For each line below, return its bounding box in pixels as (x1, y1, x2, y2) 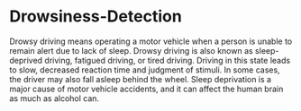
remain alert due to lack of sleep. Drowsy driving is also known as (9, 45, 254, 55)
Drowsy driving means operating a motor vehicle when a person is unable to (9, 36, 293, 47)
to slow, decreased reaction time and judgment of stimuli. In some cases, (9, 64, 281, 75)
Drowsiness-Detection (9, 6, 182, 27)
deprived (9, 55, 43, 65)
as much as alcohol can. (9, 92, 100, 104)
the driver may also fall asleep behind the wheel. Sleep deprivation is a (9, 73, 272, 84)
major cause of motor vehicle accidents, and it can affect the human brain (9, 83, 284, 94)
